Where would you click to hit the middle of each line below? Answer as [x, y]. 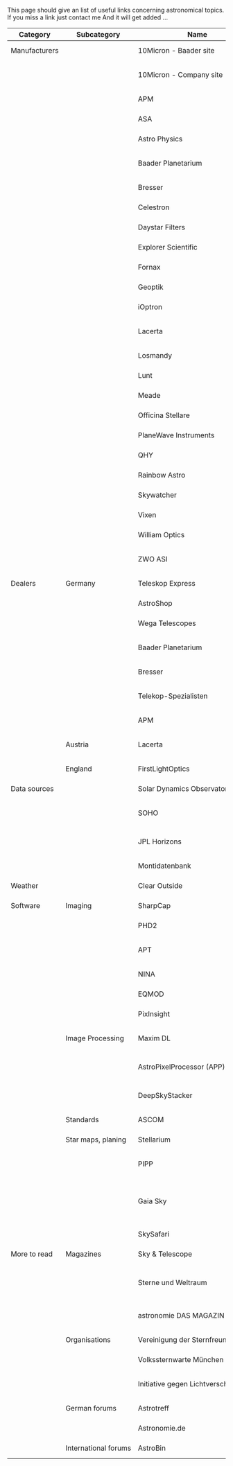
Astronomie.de [162, 1428]
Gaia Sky [152, 1201]
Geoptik [151, 287]
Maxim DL [154, 1038]
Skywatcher [157, 495]
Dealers [23, 583]
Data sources [32, 788]
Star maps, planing [96, 1140]
